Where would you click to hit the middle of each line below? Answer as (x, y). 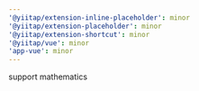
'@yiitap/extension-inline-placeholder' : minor (99, 18)
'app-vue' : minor (41, 51)
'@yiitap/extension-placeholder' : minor (86, 26)
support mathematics (48, 77)
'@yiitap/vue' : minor (49, 43)
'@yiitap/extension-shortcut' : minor (79, 34)
